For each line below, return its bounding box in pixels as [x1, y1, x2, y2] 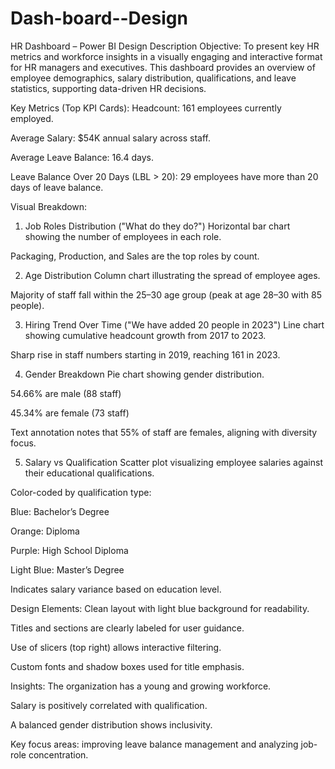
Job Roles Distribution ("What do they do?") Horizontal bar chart [24, 220, 291, 232]
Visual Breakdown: [10, 200, 88, 212]
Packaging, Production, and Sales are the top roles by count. [10, 250, 260, 262]
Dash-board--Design [10, 7, 188, 30]
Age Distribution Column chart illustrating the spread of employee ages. [24, 269, 321, 281]
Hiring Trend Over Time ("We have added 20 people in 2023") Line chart [24, 318, 325, 331]
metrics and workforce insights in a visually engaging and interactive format [10, 50, 323, 62]
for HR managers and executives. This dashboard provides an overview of [10, 61, 316, 73]
